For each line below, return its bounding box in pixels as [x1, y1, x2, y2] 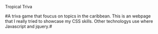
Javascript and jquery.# [5, 23, 52, 29]
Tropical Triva [5, 4, 32, 9]
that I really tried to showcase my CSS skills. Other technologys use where [5, 18, 153, 24]
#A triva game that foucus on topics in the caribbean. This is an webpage [5, 13, 151, 19]
